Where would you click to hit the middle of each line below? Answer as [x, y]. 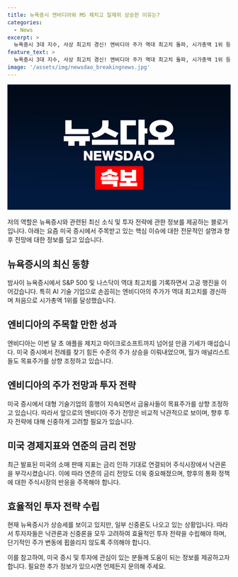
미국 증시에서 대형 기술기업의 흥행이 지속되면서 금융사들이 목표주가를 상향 [109, 404]
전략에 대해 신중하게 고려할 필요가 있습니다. [74, 421]
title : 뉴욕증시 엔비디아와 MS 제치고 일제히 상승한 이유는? [84, 15]
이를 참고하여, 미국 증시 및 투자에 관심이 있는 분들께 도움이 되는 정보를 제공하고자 [119, 558]
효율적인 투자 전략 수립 [54, 506]
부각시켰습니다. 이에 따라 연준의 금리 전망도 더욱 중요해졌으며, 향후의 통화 [116, 473]
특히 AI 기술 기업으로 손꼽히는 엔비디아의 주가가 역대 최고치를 [124, 292]
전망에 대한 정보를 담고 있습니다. [59, 240]
